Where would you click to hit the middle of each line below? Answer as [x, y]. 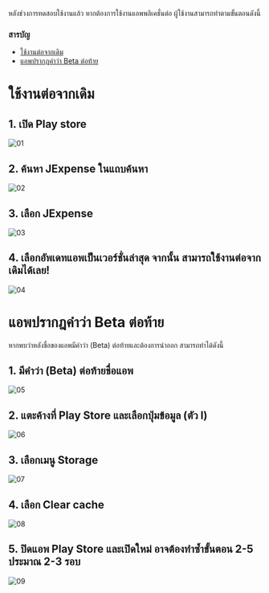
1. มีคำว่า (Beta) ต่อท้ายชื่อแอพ [71, 371]
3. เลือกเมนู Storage [53, 460]
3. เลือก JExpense [51, 213]
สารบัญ [19, 35]
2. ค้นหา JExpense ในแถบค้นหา [78, 168]
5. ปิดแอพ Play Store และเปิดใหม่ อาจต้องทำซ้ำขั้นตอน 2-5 [131, 549]
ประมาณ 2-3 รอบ [45, 562]
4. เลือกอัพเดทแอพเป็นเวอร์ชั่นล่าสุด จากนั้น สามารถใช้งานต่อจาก [134, 258]
